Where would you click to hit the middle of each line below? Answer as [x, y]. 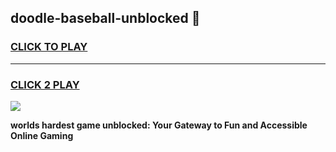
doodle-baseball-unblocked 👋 [105, 18]
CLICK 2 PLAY [45, 84]
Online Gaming [42, 135]
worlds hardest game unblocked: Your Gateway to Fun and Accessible [159, 125]
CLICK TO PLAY [49, 47]
